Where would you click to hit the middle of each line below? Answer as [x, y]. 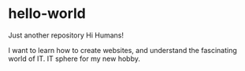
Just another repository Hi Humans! [66, 35]
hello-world [47, 14]
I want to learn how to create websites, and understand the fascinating [123, 50]
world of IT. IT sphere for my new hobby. [74, 59]
